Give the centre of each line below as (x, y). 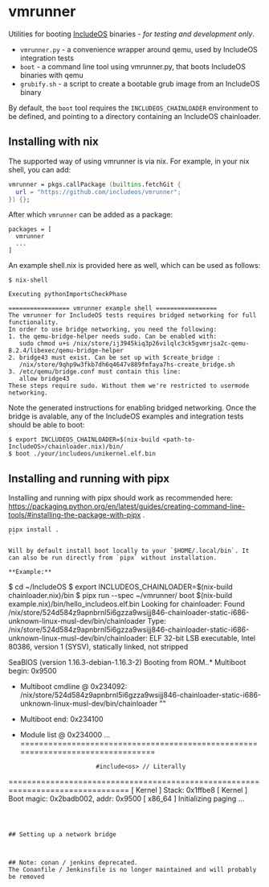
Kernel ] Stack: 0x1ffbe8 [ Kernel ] (191, 790)
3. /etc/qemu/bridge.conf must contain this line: (95, 372)
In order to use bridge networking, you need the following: (113, 330)
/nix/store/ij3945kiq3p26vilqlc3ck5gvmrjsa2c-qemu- (161, 344)
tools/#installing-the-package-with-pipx (75, 515)
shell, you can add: (40, 169)
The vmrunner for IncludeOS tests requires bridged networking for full (132, 316)
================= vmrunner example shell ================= (113, 308)
